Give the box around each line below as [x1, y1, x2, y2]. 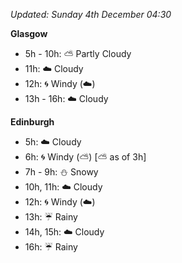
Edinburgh [10, 116, 55, 128]
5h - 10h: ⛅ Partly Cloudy [24, 48, 132, 59]
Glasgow [10, 28, 48, 39]
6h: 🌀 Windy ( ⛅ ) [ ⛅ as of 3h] [24, 151, 147, 163]
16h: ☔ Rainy [24, 241, 78, 253]
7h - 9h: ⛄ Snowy [24, 166, 99, 178]
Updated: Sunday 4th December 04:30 [10, 9, 172, 20]
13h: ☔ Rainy [24, 211, 78, 223]
